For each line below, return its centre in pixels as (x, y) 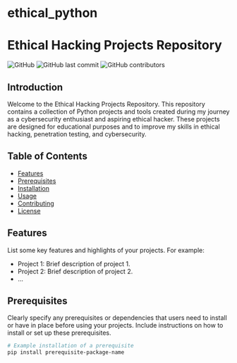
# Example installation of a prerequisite (71, 346)
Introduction (35, 87)
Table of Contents (48, 156)
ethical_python (53, 13)
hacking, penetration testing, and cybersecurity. (77, 134)
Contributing (36, 203)
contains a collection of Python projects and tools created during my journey (119, 112)
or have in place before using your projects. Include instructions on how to (115, 326)
